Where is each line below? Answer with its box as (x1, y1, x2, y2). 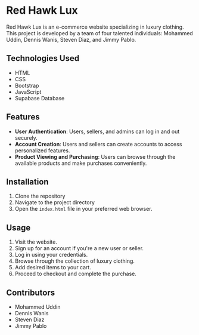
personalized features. (14, 147, 70, 154)
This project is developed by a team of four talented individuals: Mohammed (6, 29, 194, 36)
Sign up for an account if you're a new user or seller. (14, 245, 144, 252)
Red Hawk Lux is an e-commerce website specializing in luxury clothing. (6, 23, 184, 30)
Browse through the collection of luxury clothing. (14, 257, 135, 265)
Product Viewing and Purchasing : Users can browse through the (14, 153, 176, 160)
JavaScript (14, 88, 42, 96)
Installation (6, 177, 49, 187)
